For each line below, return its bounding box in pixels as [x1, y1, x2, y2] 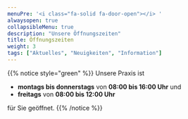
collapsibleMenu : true [7, 23, 74, 30]
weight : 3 [7, 43, 37, 50]
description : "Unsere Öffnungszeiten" [7, 30, 121, 37]
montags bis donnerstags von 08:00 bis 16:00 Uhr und [17, 82, 182, 91]
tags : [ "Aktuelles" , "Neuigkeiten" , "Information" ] [7, 50, 162, 57]
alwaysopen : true [7, 17, 58, 24]
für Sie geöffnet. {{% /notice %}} [7, 104, 104, 112]
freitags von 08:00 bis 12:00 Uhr [17, 89, 115, 99]
